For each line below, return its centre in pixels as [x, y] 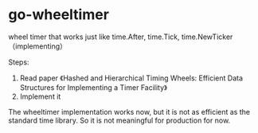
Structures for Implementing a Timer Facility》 [94, 87]
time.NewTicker [207, 37]
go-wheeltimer [59, 15]
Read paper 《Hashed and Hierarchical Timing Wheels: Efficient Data [131, 78]
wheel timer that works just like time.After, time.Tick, [94, 37]
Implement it [40, 96]
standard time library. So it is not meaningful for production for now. [119, 120]
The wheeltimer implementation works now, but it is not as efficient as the [129, 111]
